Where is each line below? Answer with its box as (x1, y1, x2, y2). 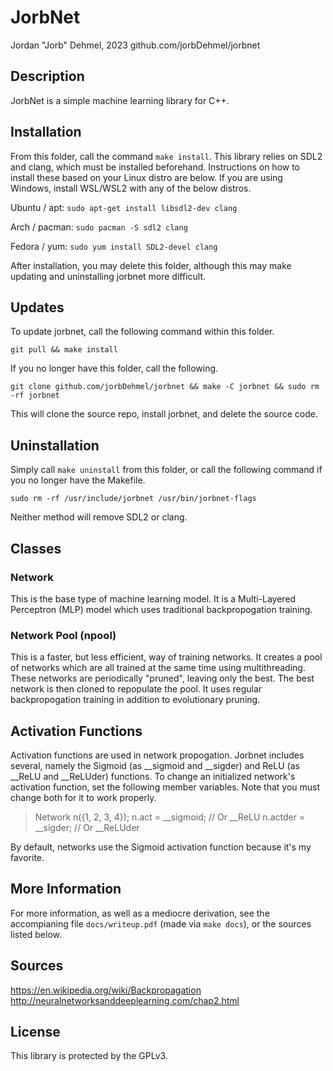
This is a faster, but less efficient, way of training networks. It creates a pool (10, 651, 323, 663)
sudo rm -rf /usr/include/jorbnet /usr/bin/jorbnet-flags (10, 494, 257, 504)
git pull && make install (10, 345, 118, 355)
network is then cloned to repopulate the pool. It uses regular (10, 683, 263, 695)
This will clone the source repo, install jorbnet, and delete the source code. (10, 408, 318, 420)
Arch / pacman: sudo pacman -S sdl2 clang (10, 221, 188, 233)
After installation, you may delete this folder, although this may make (10, 259, 292, 271)
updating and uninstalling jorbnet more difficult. (10, 270, 207, 282)
